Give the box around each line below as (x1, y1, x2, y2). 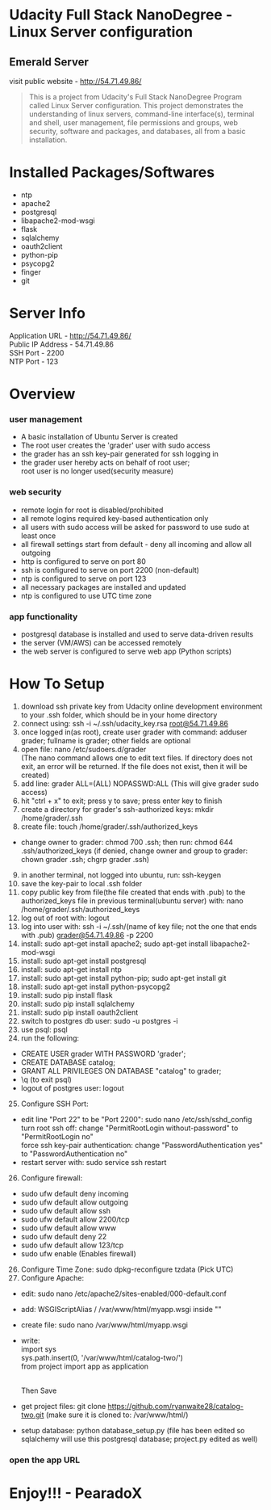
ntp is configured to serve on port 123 (20, 574, 147, 583)
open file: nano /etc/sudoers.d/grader (20, 744, 147, 754)
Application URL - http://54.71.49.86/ (9, 330, 131, 340)
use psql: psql (20, 1024, 68, 1034)
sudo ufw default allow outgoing (20, 1197, 128, 1207)
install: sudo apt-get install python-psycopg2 (20, 982, 171, 991)
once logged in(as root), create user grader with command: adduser (20, 727, 248, 737)
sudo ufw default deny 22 (20, 1231, 107, 1241)
